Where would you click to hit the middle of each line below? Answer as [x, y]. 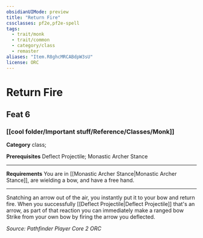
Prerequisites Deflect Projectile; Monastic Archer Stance [77, 156]
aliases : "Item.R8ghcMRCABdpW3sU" [50, 57]
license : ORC [23, 62]
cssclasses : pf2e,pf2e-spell [43, 23]
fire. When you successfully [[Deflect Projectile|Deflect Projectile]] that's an [101, 204]
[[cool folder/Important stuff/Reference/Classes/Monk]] [90, 132]
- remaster [25, 51]
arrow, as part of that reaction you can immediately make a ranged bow [95, 211]
